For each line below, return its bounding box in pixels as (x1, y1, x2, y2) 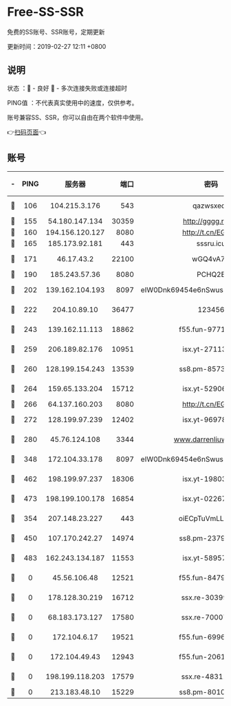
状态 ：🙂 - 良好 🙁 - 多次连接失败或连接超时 (7, 84, 127, 92)
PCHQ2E (197, 269, 225, 279)
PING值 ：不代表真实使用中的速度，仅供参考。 (7, 98, 138, 107)
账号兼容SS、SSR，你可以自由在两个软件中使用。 (7, 113, 147, 121)
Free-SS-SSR (7, 4, 84, 20)
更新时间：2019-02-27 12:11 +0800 (7, 42, 107, 50)
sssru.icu (196, 239, 226, 248)
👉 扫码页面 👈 (7, 128, 47, 136)
